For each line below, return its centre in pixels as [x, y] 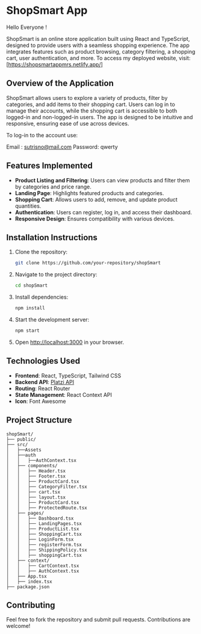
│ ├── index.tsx [29, 582]
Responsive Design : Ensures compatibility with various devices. [95, 219]
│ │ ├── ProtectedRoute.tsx [47, 508]
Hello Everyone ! [26, 27]
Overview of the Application [60, 83]
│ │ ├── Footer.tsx [36, 476]
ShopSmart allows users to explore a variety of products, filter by [87, 98]
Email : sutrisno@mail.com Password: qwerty [62, 147]
